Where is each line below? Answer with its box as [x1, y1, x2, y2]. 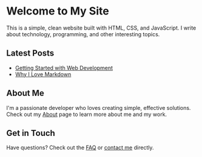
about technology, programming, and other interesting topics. [6, 30, 160, 37]
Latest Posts [6, 48, 55, 59]
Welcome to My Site [6, 4, 109, 18]
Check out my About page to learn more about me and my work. [6, 111, 167, 118]
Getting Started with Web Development [15, 64, 113, 71]
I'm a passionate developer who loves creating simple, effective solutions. [6, 104, 191, 111]
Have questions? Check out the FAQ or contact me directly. [6, 144, 154, 152]
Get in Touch [6, 128, 56, 138]
